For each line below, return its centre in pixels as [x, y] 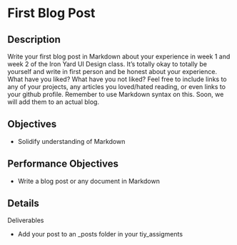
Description [34, 40]
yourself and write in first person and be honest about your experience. [112, 72]
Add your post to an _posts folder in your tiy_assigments [100, 234]
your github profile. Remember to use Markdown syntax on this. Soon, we [116, 94]
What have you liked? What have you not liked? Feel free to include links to [117, 79]
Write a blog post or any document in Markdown [89, 181]
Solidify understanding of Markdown [71, 141]
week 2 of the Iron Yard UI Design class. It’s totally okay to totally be [107, 64]
